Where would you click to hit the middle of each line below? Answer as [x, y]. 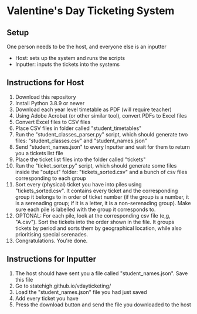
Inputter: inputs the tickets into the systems [67, 64]
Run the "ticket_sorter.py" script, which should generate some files [96, 165]
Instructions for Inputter [52, 259]
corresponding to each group [51, 178]
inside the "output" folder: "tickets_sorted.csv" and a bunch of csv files [101, 172]
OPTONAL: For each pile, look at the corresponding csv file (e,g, [93, 215]
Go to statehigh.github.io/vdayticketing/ [63, 286]
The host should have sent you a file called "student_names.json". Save [101, 273]
